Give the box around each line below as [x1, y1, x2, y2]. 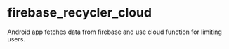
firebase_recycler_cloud [7, 5, 152, 21]
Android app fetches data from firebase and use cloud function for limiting [7, 28, 223, 36]
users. [7, 35, 26, 43]
